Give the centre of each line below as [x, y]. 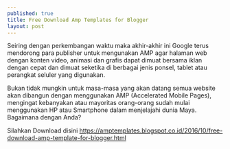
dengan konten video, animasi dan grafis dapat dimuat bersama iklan [105, 60]
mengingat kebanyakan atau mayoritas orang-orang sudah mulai [99, 103]
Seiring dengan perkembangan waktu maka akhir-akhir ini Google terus [108, 46]
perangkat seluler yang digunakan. [56, 75]
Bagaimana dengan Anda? [44, 117]
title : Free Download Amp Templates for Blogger [78, 20]
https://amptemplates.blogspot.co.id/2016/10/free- [151, 130]
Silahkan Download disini [43, 130]
